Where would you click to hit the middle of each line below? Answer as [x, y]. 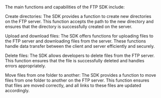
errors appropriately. [25, 66]
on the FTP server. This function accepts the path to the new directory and [79, 21]
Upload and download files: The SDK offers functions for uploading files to [79, 36]
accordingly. [17, 91]
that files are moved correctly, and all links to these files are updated [73, 85]
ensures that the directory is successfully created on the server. [69, 27]
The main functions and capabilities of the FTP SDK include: [65, 7]
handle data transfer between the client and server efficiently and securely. [80, 46]
